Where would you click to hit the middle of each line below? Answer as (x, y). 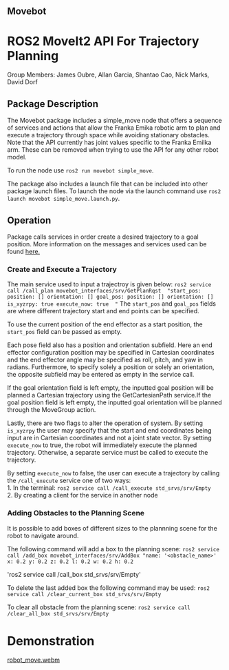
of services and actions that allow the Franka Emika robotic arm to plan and (114, 128)
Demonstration (51, 641)
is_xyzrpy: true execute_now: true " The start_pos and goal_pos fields (112, 304)
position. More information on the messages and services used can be (107, 244)
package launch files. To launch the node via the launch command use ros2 (114, 191)
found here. (23, 251)
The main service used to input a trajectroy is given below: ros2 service (109, 284)
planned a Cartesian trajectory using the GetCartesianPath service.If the (109, 395)
